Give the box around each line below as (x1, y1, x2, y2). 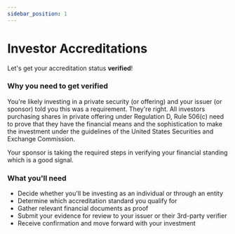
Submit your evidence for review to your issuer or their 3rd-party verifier (17, 212, 227, 220)
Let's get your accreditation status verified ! (7, 64, 133, 72)
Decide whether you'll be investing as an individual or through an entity (17, 189, 223, 197)
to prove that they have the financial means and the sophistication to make (7, 119, 223, 128)
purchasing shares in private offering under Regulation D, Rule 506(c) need (7, 112, 224, 120)
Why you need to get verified (7, 82, 109, 91)
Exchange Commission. (7, 134, 76, 143)
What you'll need (7, 173, 67, 183)
